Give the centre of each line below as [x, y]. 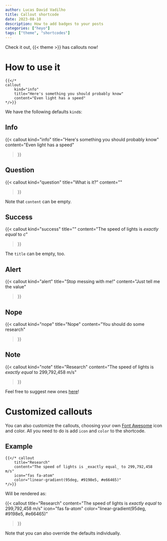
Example [19, 446]
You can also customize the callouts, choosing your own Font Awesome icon [84, 425]
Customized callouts [49, 412]
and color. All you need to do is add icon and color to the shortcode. [76, 431]
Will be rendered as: [26, 493]
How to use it [33, 67]
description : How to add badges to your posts [54, 24]
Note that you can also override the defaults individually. [63, 533]
